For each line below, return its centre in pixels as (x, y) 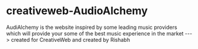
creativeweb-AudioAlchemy (77, 11)
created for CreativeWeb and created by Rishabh (71, 40)
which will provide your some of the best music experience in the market (95, 33)
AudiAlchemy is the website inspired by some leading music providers (92, 27)
